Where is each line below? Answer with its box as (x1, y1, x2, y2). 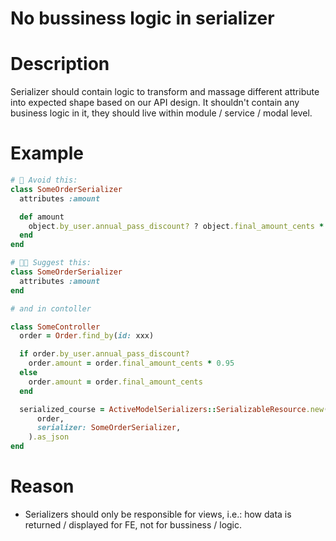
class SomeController (10, 322, 101, 332)
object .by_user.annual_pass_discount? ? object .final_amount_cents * (28, 221, 325, 231)
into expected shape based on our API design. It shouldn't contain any (10, 97, 300, 109)
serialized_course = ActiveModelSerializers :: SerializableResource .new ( (19, 404, 329, 414)
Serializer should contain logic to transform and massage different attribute (10, 86, 320, 98)
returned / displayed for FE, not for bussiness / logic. (24, 519, 243, 531)
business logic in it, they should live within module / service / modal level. (10, 107, 313, 119)
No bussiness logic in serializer (10, 7, 275, 30)
